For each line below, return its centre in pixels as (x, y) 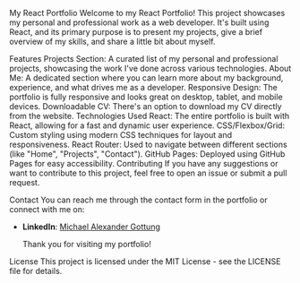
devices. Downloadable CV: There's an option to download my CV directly (146, 106)
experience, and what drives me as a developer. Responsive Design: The (143, 87)
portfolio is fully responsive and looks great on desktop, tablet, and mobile (146, 97)
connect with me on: (47, 209)
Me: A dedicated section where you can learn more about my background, (146, 78)
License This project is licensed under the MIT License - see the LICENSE (145, 262)
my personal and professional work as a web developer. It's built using (139, 22)
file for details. (36, 271)
